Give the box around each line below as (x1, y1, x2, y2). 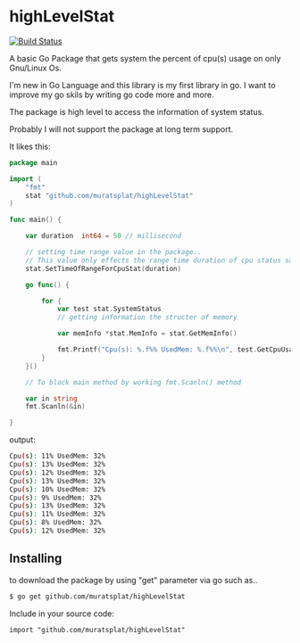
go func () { (25, 280, 70, 289)
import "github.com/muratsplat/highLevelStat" (9, 625, 186, 634)
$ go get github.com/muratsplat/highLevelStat (9, 591, 186, 601)
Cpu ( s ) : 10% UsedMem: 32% (9, 484, 105, 494)
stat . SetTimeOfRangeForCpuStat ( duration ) (25, 264, 181, 273)
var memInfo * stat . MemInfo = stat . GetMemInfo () (56, 329, 238, 338)
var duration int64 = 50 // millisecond (25, 232, 181, 241)
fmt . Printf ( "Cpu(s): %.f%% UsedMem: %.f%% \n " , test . (56, 345, 257, 354)
